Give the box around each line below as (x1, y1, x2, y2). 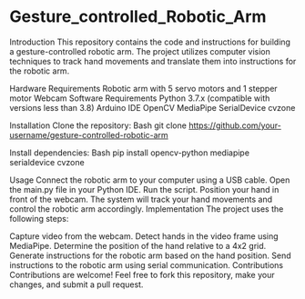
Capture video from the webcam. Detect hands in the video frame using (9, 230, 280, 242)
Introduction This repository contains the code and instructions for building (9, 36, 291, 47)
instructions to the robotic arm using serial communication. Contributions (9, 259, 284, 270)
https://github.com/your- (188, 120, 282, 131)
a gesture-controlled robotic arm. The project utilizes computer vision (9, 45, 271, 56)
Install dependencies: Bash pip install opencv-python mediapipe (9, 147, 250, 158)
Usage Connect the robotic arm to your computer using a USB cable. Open (9, 174, 290, 185)
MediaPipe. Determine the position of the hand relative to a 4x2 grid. (9, 240, 267, 251)
